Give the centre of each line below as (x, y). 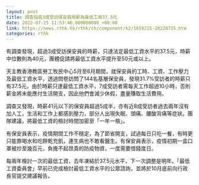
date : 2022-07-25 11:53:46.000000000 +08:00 (62, 23)
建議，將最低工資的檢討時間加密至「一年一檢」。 (70, 121)
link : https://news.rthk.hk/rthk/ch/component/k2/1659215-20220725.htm (96, 28)
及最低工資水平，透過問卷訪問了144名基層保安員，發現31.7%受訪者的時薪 (96, 79)
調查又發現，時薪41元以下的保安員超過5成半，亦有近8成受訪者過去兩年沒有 (98, 106)
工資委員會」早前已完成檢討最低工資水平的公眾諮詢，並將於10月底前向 (92, 168)
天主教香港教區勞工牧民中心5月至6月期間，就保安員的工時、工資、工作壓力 (97, 71)
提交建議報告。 (35, 176)
